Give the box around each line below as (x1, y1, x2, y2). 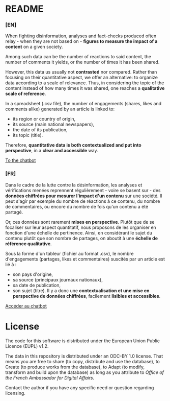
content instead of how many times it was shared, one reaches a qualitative (5, 85, 165, 91)
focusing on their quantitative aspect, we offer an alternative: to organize (5, 75, 158, 81)
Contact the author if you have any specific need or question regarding (5, 384, 154, 391)
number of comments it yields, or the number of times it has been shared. (5, 59, 160, 65)
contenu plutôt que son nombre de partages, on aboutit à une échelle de (5, 235, 158, 241)
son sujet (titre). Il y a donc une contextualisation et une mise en (12, 287, 150, 294)
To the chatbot (5, 157, 36, 163)
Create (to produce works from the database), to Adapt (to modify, (5, 364, 145, 370)
